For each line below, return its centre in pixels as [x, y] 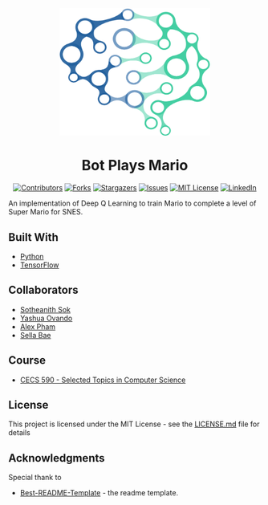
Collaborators [43, 290]
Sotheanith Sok [45, 309]
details [19, 433]
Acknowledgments [57, 458]
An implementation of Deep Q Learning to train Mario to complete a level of [132, 203]
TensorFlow [39, 265]
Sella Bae [35, 335]
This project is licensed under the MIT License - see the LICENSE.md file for [134, 424]
